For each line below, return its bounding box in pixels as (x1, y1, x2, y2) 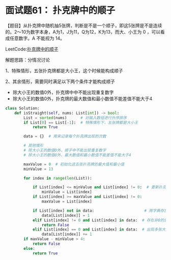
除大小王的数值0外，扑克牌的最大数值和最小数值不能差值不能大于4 (12, 95, 153, 102)
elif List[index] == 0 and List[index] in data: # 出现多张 (32, 227, 162, 232)
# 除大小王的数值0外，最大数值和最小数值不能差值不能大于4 (23, 152, 131, 158)
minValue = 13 (23, 166, 53, 171)
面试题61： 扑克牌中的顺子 (5, 5, 116, 16)
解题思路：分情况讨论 (5, 56, 50, 63)
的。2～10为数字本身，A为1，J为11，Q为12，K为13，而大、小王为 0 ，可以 (5, 28, 161, 35)
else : (23, 246, 36, 251)
